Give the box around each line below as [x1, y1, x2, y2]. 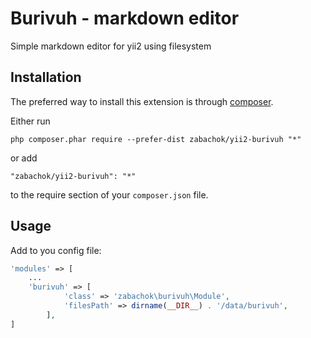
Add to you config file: [10, 244, 102, 256]
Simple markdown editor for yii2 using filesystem [10, 40, 212, 52]
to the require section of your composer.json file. [10, 188, 209, 201]
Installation [10, 69, 82, 86]
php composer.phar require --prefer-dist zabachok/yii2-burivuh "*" [10, 134, 302, 144]
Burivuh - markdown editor [10, 7, 240, 30]
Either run [10, 115, 51, 127]
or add [10, 152, 38, 164]
